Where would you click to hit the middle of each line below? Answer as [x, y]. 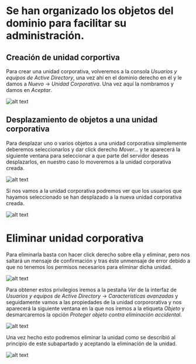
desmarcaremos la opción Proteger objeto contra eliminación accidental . [94, 314]
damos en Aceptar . [29, 90]
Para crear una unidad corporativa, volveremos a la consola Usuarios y [92, 71]
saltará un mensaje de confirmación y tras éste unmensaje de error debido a [98, 261]
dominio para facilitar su [66, 23]
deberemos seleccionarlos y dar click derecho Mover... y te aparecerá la [93, 149]
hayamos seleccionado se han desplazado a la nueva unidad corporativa [94, 197]
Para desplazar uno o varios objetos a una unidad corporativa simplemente [97, 143]
